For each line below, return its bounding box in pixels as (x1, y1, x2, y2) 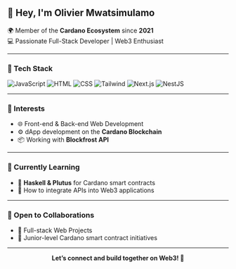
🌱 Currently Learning (7, 163, 80, 173)
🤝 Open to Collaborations (7, 210, 95, 220)
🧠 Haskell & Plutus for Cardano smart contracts (17, 178, 156, 187)
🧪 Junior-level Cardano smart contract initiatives (17, 234, 158, 242)
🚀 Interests (7, 104, 46, 113)
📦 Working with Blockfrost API (17, 135, 109, 144)
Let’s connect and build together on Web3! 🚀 (51, 254, 185, 262)
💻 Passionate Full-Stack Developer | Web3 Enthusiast (7, 37, 164, 45)
